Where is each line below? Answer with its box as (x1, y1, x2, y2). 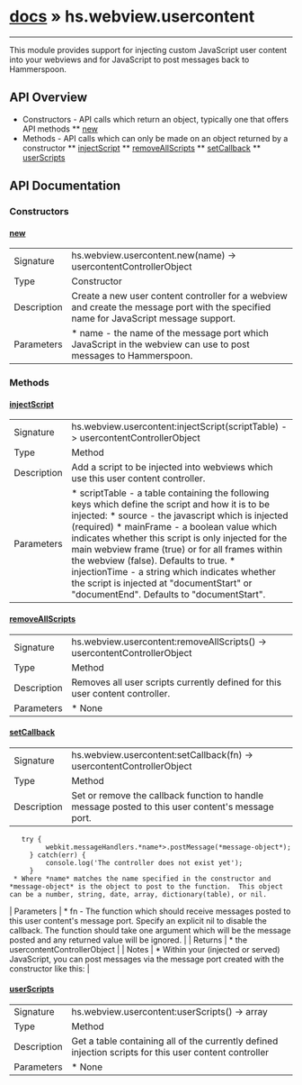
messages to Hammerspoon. (71, 350, 193, 362)
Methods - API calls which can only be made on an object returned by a (22, 132, 289, 143)
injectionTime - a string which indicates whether (71, 566, 276, 579)
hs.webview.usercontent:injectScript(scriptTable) (71, 421, 280, 433)
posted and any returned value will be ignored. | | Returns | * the (9, 935, 248, 945)
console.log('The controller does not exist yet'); (45, 858, 244, 867)
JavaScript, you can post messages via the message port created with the (9, 953, 285, 964)
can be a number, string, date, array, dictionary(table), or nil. (9, 889, 268, 898)
